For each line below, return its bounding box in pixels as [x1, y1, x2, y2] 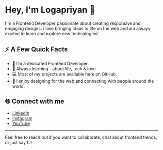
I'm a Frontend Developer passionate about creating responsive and [5, 20, 141, 26]
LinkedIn [12, 110, 30, 116]
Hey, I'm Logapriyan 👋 [5, 4, 96, 15]
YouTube [12, 120, 30, 126]
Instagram [12, 115, 33, 121]
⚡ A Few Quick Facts [5, 45, 68, 54]
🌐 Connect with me [5, 97, 65, 105]
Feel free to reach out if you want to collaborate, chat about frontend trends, [5, 134, 158, 140]
